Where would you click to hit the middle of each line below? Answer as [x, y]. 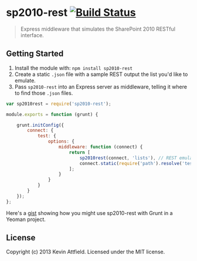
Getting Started [35, 54]
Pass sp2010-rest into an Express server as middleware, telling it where [101, 87]
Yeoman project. [26, 219]
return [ [80, 152]
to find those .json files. [44, 93]
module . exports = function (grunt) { [52, 114]
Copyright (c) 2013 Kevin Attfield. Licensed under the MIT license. [86, 252]
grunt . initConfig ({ [40, 125]
